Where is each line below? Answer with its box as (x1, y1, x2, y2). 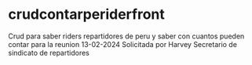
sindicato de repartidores (8, 48, 90, 57)
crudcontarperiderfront (8, 5, 165, 23)
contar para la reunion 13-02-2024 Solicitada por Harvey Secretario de (8, 39, 238, 49)
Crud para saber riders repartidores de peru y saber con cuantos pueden (8, 31, 245, 41)
